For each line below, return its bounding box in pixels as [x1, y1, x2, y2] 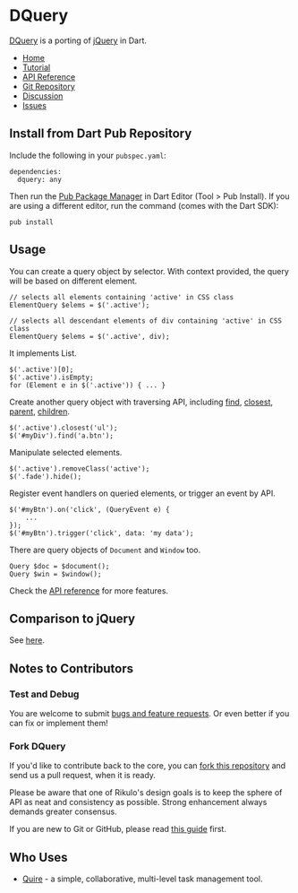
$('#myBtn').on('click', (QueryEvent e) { [9, 505, 170, 514]
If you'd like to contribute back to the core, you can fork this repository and [9, 760, 286, 771]
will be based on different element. [9, 275, 138, 286]
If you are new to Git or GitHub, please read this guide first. [9, 824, 226, 835]
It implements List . [9, 347, 78, 359]
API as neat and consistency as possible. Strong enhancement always [9, 797, 268, 808]
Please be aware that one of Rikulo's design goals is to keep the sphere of [9, 787, 283, 798]
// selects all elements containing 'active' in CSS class [9, 292, 234, 301]
